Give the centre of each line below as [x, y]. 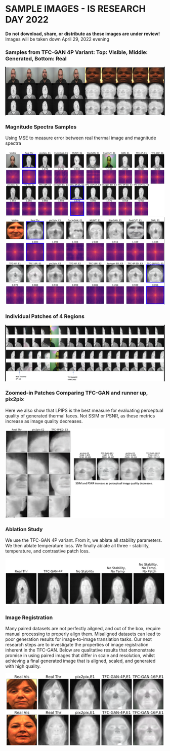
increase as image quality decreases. [44, 421]
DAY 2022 [27, 20]
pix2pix [15, 399]
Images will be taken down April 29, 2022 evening [57, 39]
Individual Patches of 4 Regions [45, 316]
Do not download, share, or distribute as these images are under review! [83, 34]
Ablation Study [24, 529]
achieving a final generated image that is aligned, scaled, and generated [80, 661]
